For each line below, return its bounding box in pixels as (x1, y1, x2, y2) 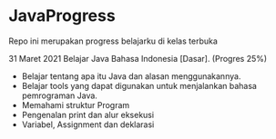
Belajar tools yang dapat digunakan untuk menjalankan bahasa (21, 80, 257, 91)
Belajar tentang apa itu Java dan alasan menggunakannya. (21, 70, 241, 82)
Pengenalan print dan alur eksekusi (21, 109, 155, 120)
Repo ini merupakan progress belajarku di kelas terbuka (8, 35, 218, 46)
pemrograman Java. (21, 90, 97, 101)
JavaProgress (8, 5, 116, 26)
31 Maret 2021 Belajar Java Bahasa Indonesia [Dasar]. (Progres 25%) (8, 53, 268, 64)
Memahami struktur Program (21, 99, 130, 110)
